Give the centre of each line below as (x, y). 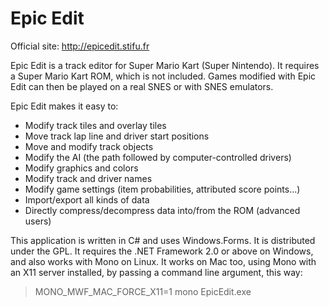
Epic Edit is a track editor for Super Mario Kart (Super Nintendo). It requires (165, 65)
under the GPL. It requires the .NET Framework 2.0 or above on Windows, (162, 251)
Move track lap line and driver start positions (117, 136)
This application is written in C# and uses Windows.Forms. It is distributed (163, 240)
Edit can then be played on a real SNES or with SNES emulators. (142, 86)
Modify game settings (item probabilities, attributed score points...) (162, 189)
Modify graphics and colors (81, 168)
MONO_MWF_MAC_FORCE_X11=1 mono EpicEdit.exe (143, 291)
